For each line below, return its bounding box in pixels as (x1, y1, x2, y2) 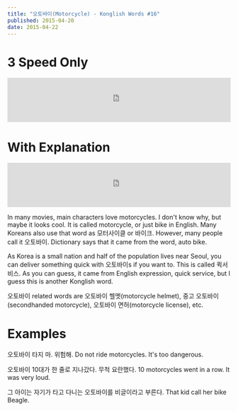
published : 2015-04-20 (7, 17, 74, 24)
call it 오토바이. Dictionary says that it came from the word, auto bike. (7, 238, 208, 247)
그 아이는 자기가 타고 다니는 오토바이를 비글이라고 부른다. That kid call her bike (7, 388, 227, 397)
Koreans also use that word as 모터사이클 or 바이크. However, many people (7, 229, 223, 237)
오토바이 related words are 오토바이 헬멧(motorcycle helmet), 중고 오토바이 (7, 292, 220, 300)
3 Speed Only (7, 54, 89, 70)
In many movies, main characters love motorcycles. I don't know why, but (7, 213, 222, 222)
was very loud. (7, 373, 51, 382)
